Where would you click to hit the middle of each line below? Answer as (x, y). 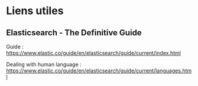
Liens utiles (35, 11)
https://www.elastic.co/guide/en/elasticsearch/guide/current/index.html (94, 53)
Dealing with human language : (44, 64)
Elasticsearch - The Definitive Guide (74, 33)
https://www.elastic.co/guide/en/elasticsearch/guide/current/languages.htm (99, 71)
